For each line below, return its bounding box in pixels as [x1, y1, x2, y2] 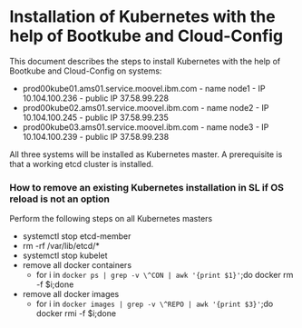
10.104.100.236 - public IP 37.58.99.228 [22, 93, 170, 104]
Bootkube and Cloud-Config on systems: [9, 65, 162, 76]
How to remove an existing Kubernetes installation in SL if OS [9, 181, 284, 194]
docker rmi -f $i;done [35, 308, 116, 319]
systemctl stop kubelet [22, 250, 108, 261]
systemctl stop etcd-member [22, 231, 132, 242]
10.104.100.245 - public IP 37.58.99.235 [22, 112, 170, 123]
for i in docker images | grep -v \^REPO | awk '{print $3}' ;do [35, 298, 274, 310]
